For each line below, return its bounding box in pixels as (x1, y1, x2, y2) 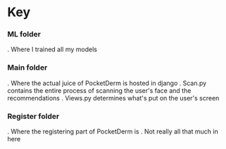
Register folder (7, 111, 60, 121)
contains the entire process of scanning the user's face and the (7, 86, 192, 95)
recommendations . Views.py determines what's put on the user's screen (7, 93, 220, 102)
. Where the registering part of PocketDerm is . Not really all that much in (7, 127, 218, 136)
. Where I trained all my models (7, 45, 97, 53)
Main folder (7, 63, 48, 72)
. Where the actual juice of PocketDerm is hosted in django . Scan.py (7, 79, 207, 87)
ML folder (7, 30, 41, 39)
